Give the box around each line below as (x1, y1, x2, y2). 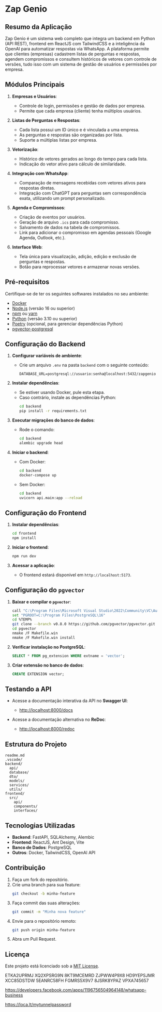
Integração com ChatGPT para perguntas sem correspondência (19, 190, 147, 196)
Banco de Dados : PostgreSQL (12, 845, 72, 850)
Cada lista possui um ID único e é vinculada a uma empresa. (19, 127, 139, 132)
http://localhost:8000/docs (19, 707, 74, 713)
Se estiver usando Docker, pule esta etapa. (19, 390, 105, 395)
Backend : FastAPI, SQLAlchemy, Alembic (12, 834, 94, 840)
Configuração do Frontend (5, 508, 87, 517)
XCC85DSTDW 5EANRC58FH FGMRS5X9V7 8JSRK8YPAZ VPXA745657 (5, 978, 149, 983)
